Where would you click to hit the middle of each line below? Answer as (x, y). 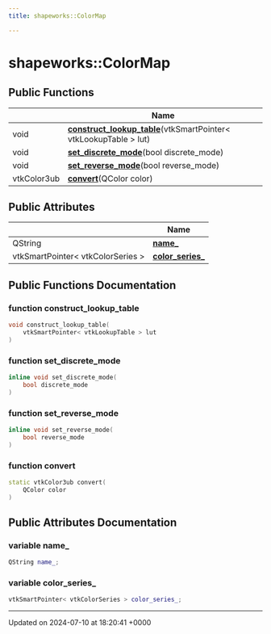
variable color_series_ (52, 583)
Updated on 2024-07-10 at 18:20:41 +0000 (80, 623)
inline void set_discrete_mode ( (63, 378)
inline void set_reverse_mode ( (61, 430)
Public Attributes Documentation (93, 522)
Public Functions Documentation (92, 285)
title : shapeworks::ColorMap (57, 16)
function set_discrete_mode (65, 360)
